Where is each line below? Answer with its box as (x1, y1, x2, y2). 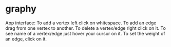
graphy (5, 3, 37, 15)
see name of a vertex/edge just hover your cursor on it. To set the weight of (5, 30, 165, 36)
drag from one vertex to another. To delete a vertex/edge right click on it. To (5, 25, 166, 31)
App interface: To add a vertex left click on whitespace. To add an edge (5, 20, 157, 26)
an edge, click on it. (5, 36, 47, 42)
